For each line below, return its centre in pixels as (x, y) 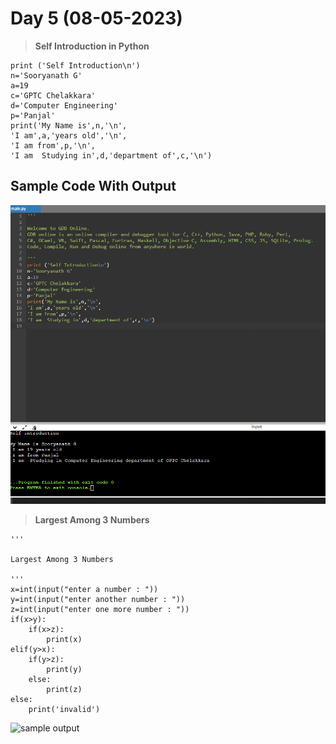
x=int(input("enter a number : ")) (84, 590)
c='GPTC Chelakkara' (53, 95)
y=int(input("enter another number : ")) (98, 600)
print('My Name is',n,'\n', (69, 125)
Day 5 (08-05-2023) (96, 18)
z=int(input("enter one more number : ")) (100, 610)
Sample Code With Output (93, 186)
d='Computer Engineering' (64, 105)
